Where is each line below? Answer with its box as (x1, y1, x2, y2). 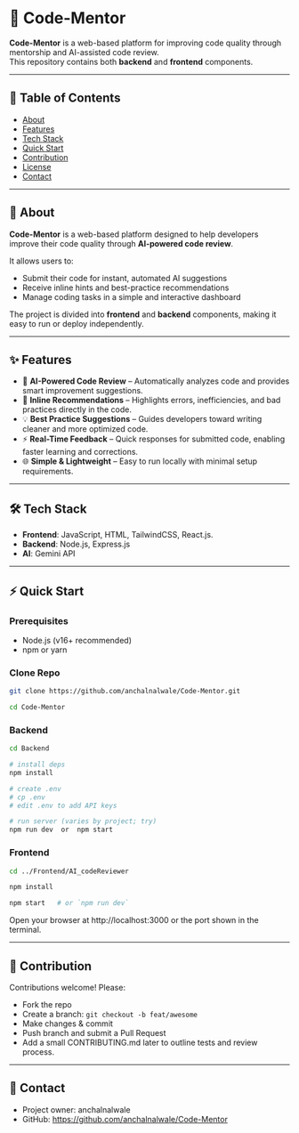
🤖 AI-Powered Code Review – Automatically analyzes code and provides (21, 376, 290, 386)
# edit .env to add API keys (9, 801, 117, 810)
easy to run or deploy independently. (9, 318, 144, 328)
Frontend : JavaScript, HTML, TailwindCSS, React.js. (21, 530, 214, 540)
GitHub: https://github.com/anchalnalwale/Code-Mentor (21, 1113, 229, 1124)
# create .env (9, 784, 62, 793)
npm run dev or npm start (9, 825, 114, 835)
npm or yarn (21, 644, 68, 655)
